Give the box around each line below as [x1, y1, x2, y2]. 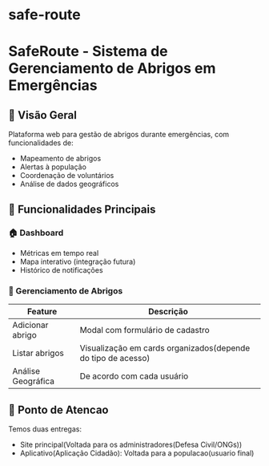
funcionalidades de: [8, 138, 74, 148]
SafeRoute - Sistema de [8, 43, 168, 61]
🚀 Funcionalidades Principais [8, 202, 156, 216]
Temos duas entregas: [8, 423, 82, 434]
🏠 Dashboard [8, 227, 64, 238]
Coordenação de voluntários [19, 171, 114, 180]
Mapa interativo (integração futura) [19, 257, 136, 266]
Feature [26, 306, 58, 318]
